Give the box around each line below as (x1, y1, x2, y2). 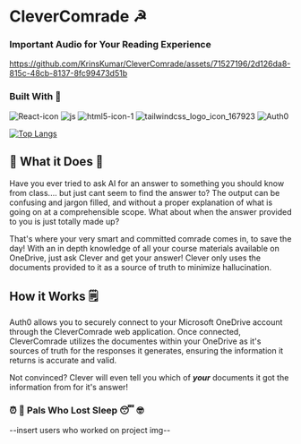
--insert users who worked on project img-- (9, 424, 171, 435)
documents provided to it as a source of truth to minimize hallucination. (9, 261, 272, 272)
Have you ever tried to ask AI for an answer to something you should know (9, 177, 285, 189)
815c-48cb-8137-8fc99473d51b (9, 68, 128, 79)
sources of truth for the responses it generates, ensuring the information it (9, 346, 284, 356)
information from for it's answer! (9, 382, 128, 393)
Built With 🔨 (9, 90, 62, 103)
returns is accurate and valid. (9, 355, 117, 366)
